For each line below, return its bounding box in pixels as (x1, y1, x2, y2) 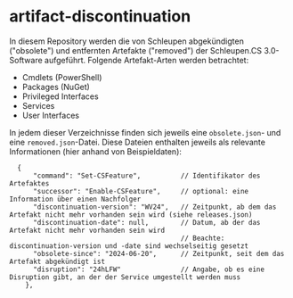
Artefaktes (9, 178, 50, 188)
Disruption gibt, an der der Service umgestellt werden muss (9, 272, 241, 282)
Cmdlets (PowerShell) (21, 71, 102, 82)
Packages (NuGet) (21, 81, 91, 92)
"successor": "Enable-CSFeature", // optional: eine (32, 186, 249, 195)
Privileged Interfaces (21, 91, 100, 102)
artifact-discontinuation (9, 6, 191, 27)
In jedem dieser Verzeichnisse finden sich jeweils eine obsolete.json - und (9, 127, 281, 137)
